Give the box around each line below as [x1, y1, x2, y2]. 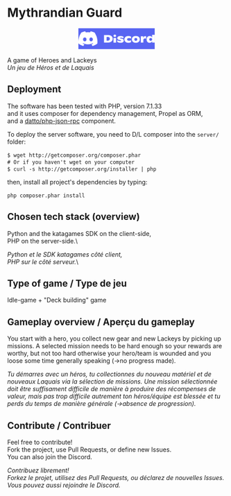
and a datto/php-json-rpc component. [7, 117, 117, 125]
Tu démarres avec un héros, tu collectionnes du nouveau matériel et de [7, 370, 212, 379]
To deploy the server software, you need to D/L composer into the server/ [7, 130, 220, 138]
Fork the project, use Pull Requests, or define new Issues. [7, 445, 172, 454]
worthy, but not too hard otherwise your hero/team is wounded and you [7, 349, 212, 358]
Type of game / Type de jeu [7, 277, 127, 289]
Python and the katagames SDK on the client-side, [7, 229, 151, 237]
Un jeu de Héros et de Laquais [7, 63, 95, 71]
